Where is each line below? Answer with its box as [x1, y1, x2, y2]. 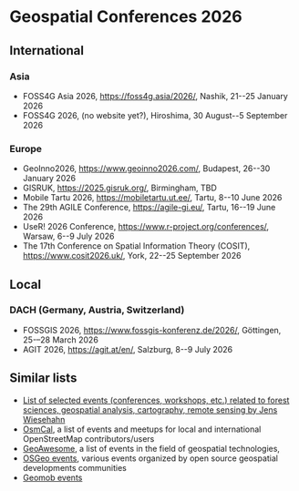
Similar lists [9, 371, 77, 386]
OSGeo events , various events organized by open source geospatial [22, 453, 279, 464]
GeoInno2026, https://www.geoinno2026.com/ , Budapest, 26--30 [22, 163, 271, 174]
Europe [9, 142, 43, 155]
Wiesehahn [22, 414, 66, 425]
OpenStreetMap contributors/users [22, 433, 155, 444]
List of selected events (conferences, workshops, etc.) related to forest [22, 394, 290, 405]
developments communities [22, 462, 128, 473]
